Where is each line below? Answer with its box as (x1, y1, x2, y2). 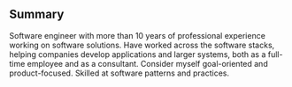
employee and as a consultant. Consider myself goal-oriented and (27, 58, 268, 69)
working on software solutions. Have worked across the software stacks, (9, 40, 275, 50)
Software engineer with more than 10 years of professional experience (9, 30, 265, 40)
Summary (9, 7, 65, 22)
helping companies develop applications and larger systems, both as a (9, 48, 266, 60)
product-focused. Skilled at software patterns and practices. (9, 68, 230, 78)
